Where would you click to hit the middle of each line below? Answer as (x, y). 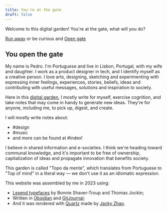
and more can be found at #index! (47, 138)
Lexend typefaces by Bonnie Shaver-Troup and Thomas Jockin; (78, 193)
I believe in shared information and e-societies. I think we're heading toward (83, 148)
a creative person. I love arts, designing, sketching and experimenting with (82, 77)
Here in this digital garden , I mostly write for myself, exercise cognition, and (83, 97)
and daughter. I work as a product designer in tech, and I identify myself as (83, 72)
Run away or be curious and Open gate (46, 39)
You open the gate (34, 54)
